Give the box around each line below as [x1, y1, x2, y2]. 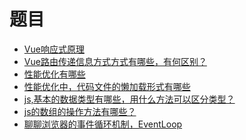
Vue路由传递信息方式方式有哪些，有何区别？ [23, 55, 207, 67]
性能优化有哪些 [23, 68, 86, 80]
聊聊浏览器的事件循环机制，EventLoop [23, 118, 183, 130]
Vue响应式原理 [23, 43, 85, 55]
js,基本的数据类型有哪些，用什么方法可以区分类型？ [23, 93, 236, 105]
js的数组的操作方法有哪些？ [23, 105, 137, 117]
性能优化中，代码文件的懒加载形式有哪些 [23, 80, 191, 92]
